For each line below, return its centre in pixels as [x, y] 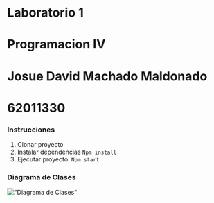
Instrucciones [31, 130]
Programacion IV [56, 45]
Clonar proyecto [40, 145]
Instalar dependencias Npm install [67, 152]
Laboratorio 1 [46, 13]
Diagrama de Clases [42, 177]
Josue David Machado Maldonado [107, 76]
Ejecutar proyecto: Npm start [58, 159]
